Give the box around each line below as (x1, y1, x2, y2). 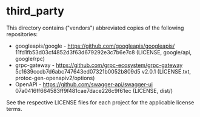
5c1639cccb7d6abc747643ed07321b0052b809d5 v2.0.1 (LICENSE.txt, (15, 68, 192, 75)
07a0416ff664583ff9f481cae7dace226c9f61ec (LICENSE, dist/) (15, 87, 173, 94)
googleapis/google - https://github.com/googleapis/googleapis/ (15, 42, 175, 49)
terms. (6, 105, 22, 112)
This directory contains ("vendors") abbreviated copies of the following (6, 24, 184, 31)
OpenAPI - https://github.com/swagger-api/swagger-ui (15, 80, 153, 88)
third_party (6, 4, 65, 18)
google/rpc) (15, 55, 45, 62)
